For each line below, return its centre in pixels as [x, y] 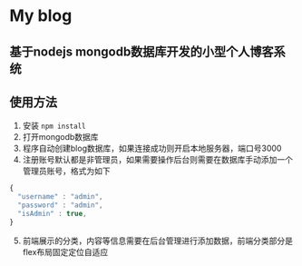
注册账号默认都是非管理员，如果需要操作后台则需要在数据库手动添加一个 [157, 160]
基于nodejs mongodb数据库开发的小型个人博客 [141, 51]
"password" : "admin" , [60, 205]
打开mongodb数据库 [60, 137]
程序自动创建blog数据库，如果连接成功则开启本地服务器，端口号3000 [152, 148]
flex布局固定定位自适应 [65, 251]
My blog [41, 16]
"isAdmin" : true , [53, 214]
